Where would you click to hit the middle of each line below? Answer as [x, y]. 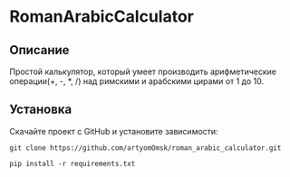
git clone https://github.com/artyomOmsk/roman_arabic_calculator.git [145, 148]
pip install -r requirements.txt [72, 163]
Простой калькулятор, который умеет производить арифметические [143, 71]
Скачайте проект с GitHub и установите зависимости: [114, 131]
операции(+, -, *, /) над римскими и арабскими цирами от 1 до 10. [137, 81]
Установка [41, 110]
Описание [39, 50]
